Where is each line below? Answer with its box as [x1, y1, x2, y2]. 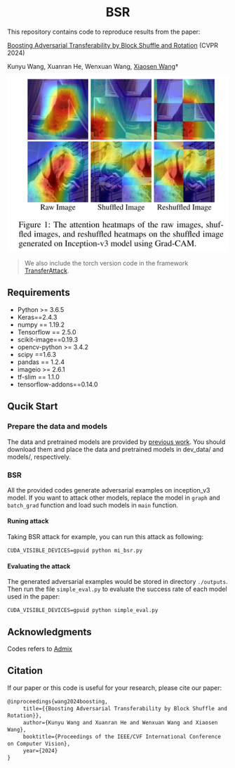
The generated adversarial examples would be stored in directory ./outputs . [7, 578, 228, 586]
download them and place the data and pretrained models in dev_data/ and [7, 445, 224, 453]
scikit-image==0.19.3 [17, 335, 79, 344]
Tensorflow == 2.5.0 [17, 327, 76, 336]
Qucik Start [7, 401, 58, 412]
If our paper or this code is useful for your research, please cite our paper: [7, 683, 222, 692]
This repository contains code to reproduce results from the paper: [7, 27, 201, 36]
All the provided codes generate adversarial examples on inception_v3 [7, 486, 210, 494]
